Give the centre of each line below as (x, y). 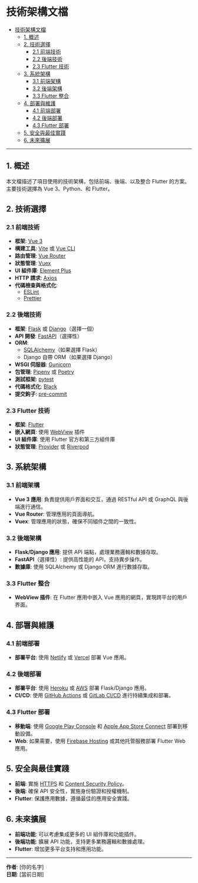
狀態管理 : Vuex (33, 263)
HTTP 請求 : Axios (36, 278)
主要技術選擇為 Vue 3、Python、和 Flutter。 (60, 189)
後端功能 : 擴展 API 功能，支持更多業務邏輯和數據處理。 (81, 842)
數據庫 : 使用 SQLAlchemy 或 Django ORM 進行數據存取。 (84, 567)
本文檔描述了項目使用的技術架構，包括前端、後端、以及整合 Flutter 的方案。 (98, 181)
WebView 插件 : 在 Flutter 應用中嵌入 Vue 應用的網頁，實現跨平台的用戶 (101, 597)
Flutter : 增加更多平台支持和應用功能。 (61, 849)
